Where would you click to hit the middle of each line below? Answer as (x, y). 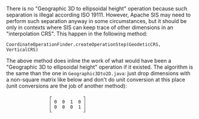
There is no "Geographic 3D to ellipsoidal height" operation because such (97, 9)
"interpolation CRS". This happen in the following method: (77, 34)
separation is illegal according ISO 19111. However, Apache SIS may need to (99, 15)
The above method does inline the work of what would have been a (89, 61)
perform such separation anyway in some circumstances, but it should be (97, 21)
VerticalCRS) (22, 50)
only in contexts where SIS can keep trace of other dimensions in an (90, 27)
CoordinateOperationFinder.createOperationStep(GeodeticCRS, (84, 44)
